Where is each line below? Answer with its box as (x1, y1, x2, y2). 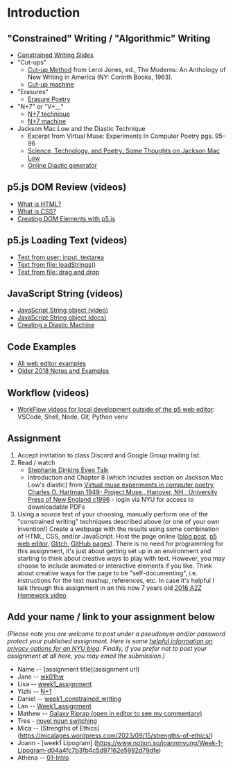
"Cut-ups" (17, 58, 47, 67)
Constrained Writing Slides (17, 51, 94, 59)
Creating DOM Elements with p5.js (17, 214, 116, 222)
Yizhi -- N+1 (17, 687, 52, 695)
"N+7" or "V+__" (17, 103, 64, 110)
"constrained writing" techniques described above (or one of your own (17, 517, 220, 525)
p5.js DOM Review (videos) (7, 182, 127, 193)
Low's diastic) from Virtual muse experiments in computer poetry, (27, 480, 216, 489)
